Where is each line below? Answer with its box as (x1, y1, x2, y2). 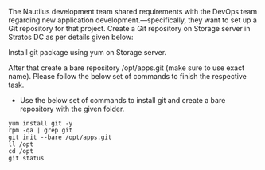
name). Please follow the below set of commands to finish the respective (8, 72, 247, 81)
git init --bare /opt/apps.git (8, 133, 112, 141)
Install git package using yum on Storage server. (8, 48, 167, 57)
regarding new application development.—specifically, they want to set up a (8, 15, 257, 25)
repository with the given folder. (19, 104, 125, 113)
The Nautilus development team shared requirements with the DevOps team (8, 7, 257, 16)
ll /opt (8, 140, 34, 148)
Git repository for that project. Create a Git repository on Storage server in (8, 24, 251, 33)
